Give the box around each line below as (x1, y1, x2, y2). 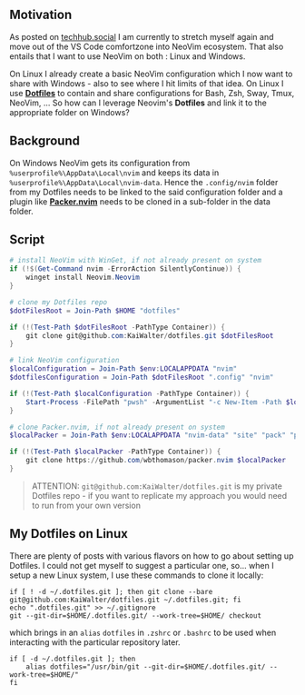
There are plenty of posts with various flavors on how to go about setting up (9, 550, 294, 561)
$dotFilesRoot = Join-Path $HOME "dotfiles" (9, 306, 181, 315)
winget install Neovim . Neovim (25, 273, 141, 283)
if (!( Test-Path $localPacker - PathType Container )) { (9, 447, 221, 457)
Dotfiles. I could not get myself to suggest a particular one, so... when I (9, 560, 274, 571)
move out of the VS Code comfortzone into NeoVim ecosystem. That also (9, 41, 284, 52)
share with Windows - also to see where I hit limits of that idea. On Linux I (9, 77, 284, 89)
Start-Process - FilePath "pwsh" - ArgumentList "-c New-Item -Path (25, 397, 282, 407)
